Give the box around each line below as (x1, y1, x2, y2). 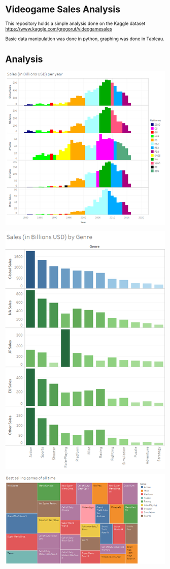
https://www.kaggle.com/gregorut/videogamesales (5, 25, 113, 32)
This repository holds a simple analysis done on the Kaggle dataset (5, 20, 146, 26)
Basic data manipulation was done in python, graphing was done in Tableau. (5, 36, 165, 42)
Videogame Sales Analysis (5, 4, 121, 15)
